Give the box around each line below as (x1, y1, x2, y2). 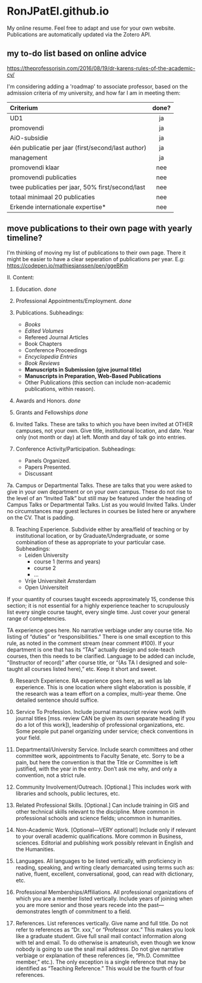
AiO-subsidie (10, 134, 48, 142)
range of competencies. (7, 614, 67, 622)
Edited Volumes (24, 327, 64, 335)
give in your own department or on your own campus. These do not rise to (7, 488, 192, 495)
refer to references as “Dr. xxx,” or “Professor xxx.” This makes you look (15, 926, 195, 933)
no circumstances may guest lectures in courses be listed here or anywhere (7, 507, 196, 514)
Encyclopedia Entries (24, 353, 78, 360)
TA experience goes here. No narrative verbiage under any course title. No (7, 627, 193, 634)
